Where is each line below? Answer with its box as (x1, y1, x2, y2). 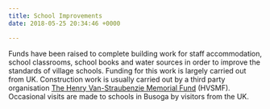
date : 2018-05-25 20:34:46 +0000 (8, 19, 121, 27)
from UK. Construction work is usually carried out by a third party (8, 74, 226, 84)
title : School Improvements (8, 11, 103, 20)
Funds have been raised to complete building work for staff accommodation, (8, 48, 263, 58)
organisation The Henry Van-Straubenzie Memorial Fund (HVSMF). (8, 82, 231, 93)
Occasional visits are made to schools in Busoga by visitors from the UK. (8, 91, 250, 101)
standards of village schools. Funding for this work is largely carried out (8, 65, 247, 75)
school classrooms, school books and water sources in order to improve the (8, 57, 260, 67)
